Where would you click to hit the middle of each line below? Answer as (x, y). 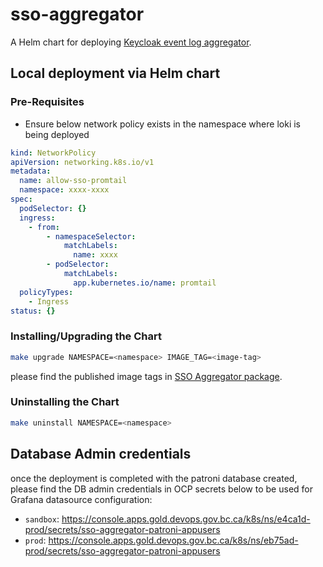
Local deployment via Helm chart (115, 73)
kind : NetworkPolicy (53, 153)
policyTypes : (46, 292)
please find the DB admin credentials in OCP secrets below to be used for (161, 489)
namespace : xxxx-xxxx (64, 190)
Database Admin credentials (101, 454)
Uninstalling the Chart (65, 402)
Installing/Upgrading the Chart (86, 336)
